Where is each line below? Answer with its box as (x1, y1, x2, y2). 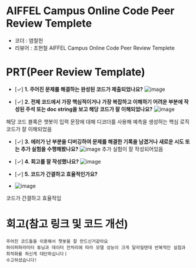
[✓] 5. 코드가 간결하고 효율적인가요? (14, 170, 98, 178)
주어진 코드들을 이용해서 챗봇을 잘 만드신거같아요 (6, 238, 108, 244)
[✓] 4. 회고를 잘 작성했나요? (14, 158, 79, 165)
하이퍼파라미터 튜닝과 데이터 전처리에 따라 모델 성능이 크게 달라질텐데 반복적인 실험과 (6, 244, 186, 250)
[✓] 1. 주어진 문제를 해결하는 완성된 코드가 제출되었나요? (14, 86, 143, 93)
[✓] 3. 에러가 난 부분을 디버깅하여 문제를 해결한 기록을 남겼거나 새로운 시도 (14, 138, 184, 145)
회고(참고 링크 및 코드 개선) (6, 217, 128, 231)
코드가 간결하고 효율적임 (6, 194, 62, 201)
